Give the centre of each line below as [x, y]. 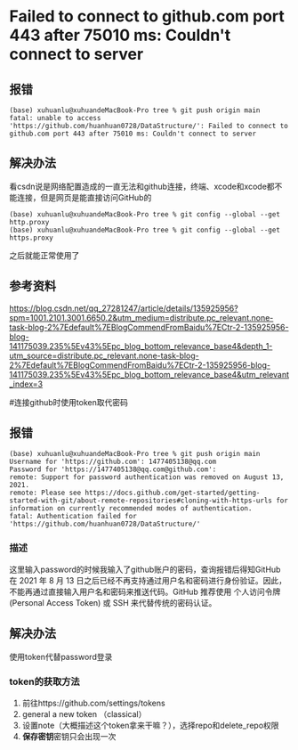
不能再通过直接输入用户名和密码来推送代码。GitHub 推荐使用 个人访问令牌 [145, 591]
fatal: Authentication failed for [73, 517]
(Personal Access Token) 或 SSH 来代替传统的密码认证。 [113, 602]
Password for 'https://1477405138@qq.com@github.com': [113, 469]
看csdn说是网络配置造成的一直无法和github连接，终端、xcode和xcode [138, 186]
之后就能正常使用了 [44, 255]
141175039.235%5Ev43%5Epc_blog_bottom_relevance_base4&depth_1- [141, 346]
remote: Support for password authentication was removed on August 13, [147, 477]
